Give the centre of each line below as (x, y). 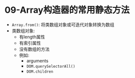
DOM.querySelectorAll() (51, 66)
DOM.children (40, 72)
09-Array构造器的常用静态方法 (67, 10)
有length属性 (32, 37)
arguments (37, 61)
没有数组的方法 (34, 49)
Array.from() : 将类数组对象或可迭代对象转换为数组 (63, 25)
